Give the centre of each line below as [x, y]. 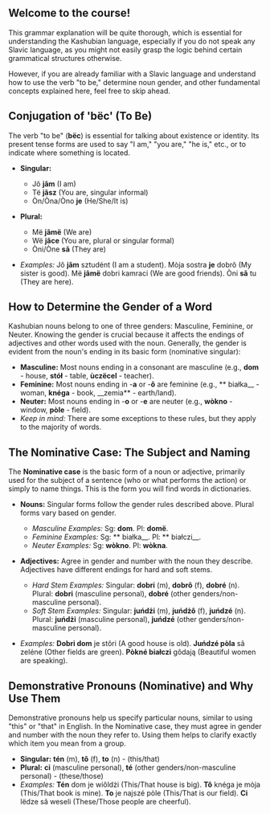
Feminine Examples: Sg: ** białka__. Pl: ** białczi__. [117, 537]
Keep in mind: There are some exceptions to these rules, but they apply [138, 419]
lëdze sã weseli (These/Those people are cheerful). [105, 802]
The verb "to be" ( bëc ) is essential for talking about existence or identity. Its [134, 135]
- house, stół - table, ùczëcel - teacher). [87, 376]
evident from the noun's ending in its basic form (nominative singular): [125, 352]
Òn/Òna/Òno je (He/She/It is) [80, 201]
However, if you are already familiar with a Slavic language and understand [132, 74]
